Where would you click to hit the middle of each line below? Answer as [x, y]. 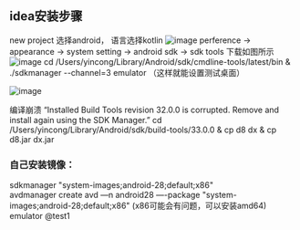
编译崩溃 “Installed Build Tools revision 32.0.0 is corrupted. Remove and [145, 110]
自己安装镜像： [42, 164]
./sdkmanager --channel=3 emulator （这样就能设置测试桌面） [127, 72]
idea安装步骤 [46, 16]
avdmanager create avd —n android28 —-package [105, 195]
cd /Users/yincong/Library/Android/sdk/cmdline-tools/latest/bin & [167, 61]
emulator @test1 [40, 216]
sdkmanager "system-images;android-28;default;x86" [112, 185]
